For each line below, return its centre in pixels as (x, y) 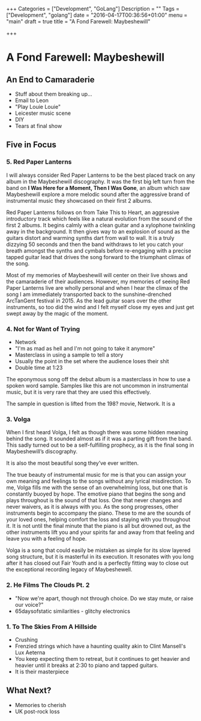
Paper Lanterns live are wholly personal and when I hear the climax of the (97, 287)
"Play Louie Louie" (38, 107)
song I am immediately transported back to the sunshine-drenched (89, 294)
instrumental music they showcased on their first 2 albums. (79, 200)
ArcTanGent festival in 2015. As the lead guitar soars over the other (89, 301)
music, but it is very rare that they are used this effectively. (79, 392)
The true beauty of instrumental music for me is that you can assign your (96, 475)
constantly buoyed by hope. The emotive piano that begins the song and (96, 494)
